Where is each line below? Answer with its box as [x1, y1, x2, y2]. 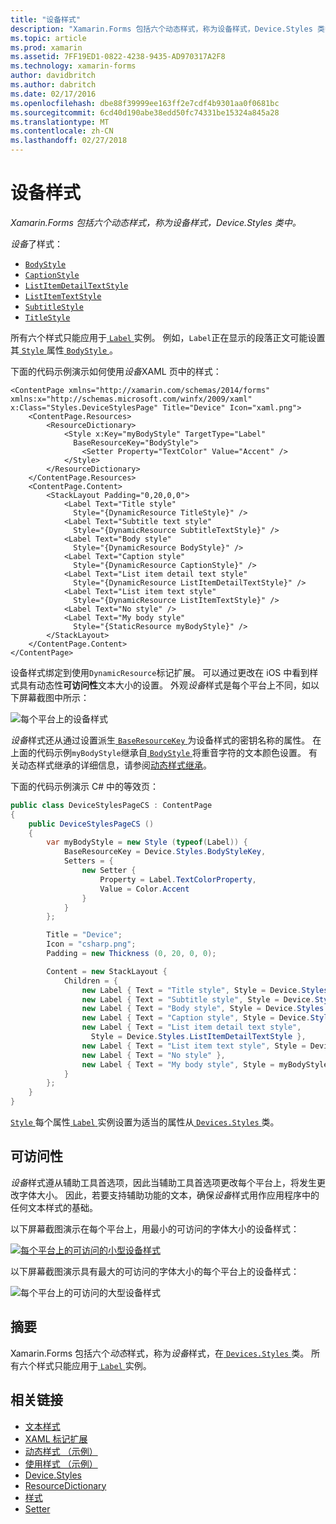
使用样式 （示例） [24, 1457, 98, 1470]
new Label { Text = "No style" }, [81, 1050, 226, 1060]
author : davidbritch [10, 71, 97, 81]
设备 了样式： [10, 237, 63, 250]
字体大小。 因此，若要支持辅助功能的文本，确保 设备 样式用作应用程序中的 [18, 1189, 320, 1201]
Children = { [63, 976, 118, 986]
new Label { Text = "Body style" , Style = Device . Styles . [81, 1004, 329, 1014]
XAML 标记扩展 [24, 1432, 88, 1445]
